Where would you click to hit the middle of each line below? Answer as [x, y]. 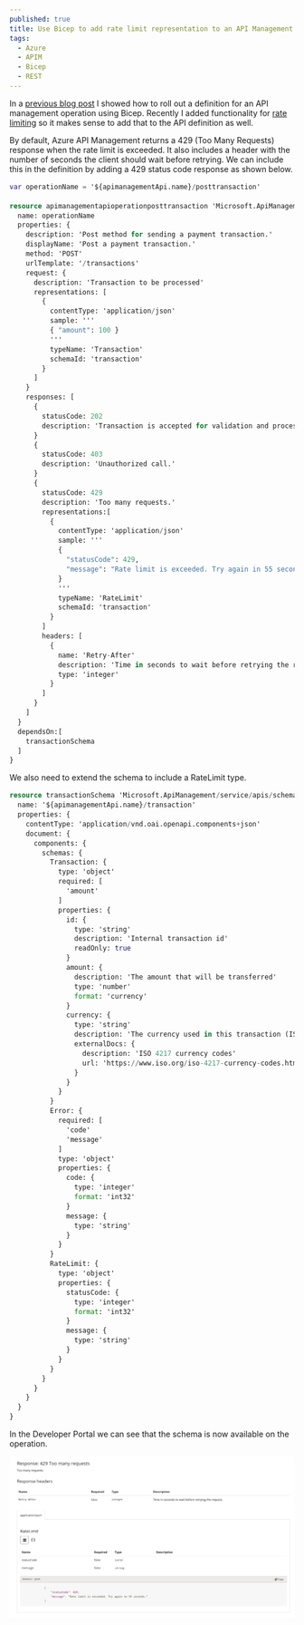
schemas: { [62, 853]
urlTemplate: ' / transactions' [83, 263]
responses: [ [50, 397]
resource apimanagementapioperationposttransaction [109, 206]
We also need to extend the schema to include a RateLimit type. [128, 778]
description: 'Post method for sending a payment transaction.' [149, 235]
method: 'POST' [54, 254]
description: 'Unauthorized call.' [109, 464]
